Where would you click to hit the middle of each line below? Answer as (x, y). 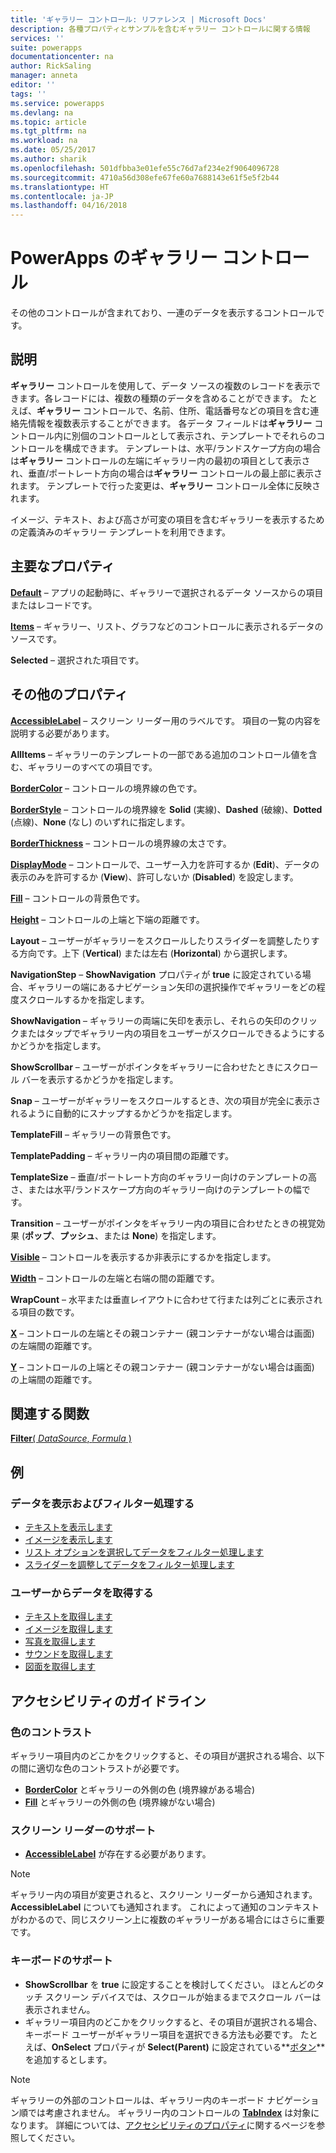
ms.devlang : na (42, 112)
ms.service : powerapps (57, 103)
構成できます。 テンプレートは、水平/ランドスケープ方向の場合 (192, 448)
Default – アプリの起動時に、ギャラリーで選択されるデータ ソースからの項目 (167, 592)
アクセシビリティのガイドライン (108, 1701)
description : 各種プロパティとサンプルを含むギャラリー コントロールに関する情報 (160, 29)
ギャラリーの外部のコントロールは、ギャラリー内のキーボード (137, 2100)
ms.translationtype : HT (60, 187)
